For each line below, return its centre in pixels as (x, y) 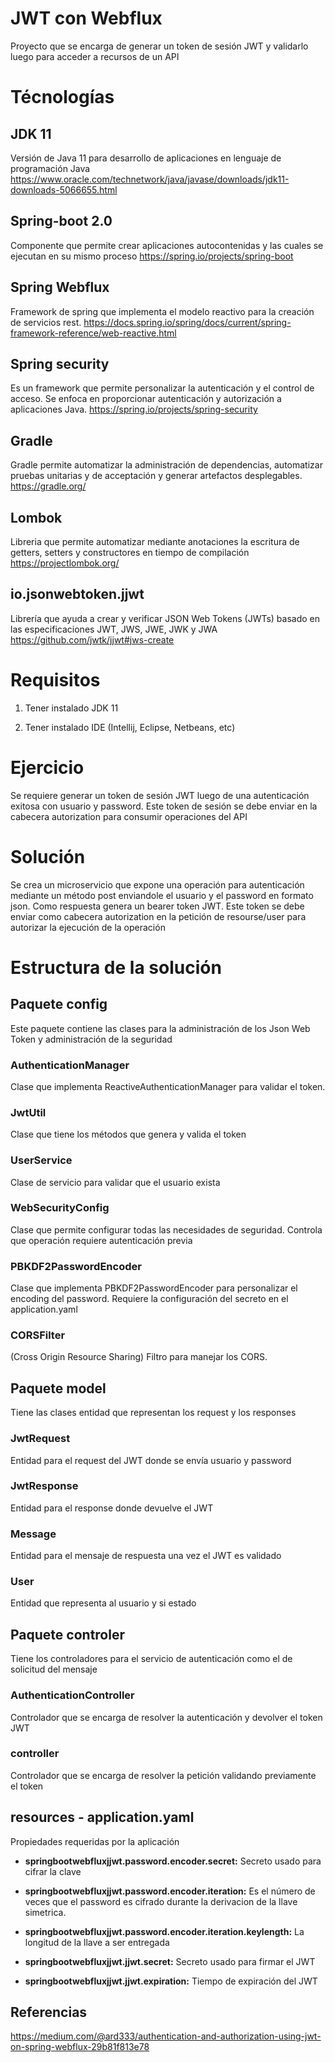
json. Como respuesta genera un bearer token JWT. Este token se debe (157, 906)
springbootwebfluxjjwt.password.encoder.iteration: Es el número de (170, 1891)
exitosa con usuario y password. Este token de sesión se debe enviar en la (164, 806)
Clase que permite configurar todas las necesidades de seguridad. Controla (166, 1229)
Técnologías (62, 97)
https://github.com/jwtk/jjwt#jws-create (92, 639)
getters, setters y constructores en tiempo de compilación (130, 552)
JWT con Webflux (86, 18)
